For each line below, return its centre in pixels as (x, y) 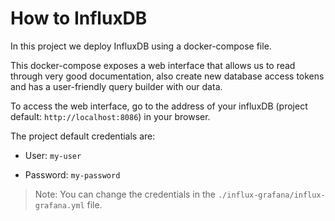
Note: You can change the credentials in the (125, 194)
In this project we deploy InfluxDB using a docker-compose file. (141, 46)
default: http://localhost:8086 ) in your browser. (110, 116)
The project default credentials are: (83, 136)
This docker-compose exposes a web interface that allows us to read (153, 65)
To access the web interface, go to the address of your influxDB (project (159, 106)
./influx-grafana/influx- (271, 195)
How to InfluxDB (79, 18)
